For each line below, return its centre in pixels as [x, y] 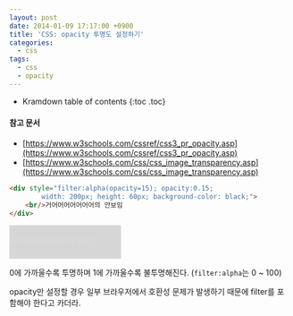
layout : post [33, 17]
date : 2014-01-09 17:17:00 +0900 [71, 26]
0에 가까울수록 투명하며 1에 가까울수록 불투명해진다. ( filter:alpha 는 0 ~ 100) [146, 273]
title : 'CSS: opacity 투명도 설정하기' [77, 34]
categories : [31, 43]
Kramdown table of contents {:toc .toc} [94, 101]
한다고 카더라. [57, 303]
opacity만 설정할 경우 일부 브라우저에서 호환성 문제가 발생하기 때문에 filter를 [142, 292]
